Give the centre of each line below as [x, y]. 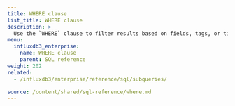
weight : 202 [24, 66]
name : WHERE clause [48, 53]
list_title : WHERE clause [45, 20]
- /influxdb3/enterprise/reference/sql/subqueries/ [91, 79]
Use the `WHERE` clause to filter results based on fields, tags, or [117, 33]
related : [20, 72]
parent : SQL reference [53, 60]
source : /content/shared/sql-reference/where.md [79, 92]
